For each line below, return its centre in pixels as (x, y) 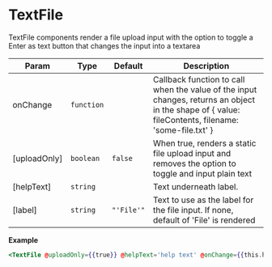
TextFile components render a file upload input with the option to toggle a (131, 37)
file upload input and (192, 153)
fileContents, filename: (195, 120)
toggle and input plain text (202, 173)
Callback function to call (199, 79)
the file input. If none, (193, 210)
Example (23, 239)
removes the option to (194, 163)
